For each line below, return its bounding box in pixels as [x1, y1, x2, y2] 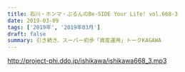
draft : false [7, 30, 46, 38]
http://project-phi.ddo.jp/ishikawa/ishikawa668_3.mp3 [7, 56, 167, 65]
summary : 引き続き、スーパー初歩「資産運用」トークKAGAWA [7, 37, 162, 44]
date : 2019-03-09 [7, 17, 59, 24]
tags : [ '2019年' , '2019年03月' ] [7, 24, 101, 31]
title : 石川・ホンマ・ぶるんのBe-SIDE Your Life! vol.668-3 [7, 10, 179, 18]
